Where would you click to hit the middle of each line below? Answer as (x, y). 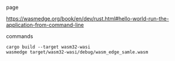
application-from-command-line (45, 25)
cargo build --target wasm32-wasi (48, 47)
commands (20, 36)
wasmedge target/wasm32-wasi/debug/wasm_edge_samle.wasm (77, 52)
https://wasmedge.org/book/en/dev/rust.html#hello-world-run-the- (87, 18)
